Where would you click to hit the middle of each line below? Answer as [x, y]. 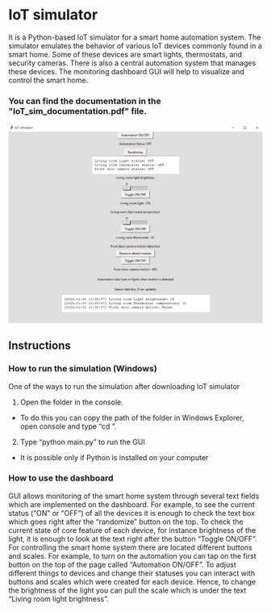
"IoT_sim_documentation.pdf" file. [77, 111]
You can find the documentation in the [85, 101]
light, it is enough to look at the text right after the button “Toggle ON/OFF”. [133, 539]
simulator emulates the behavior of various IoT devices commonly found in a [135, 45]
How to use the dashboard [61, 478]
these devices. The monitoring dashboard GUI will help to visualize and [126, 71]
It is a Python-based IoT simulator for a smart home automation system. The [135, 37]
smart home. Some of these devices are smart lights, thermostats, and [125, 54]
